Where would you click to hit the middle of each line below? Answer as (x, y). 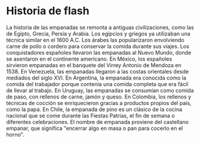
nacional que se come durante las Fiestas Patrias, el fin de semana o (90, 115)
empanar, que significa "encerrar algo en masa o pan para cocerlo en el (95, 128)
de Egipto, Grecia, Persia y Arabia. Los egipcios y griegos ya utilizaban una (99, 33)
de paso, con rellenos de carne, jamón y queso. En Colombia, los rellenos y (99, 97)
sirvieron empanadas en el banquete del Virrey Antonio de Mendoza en (94, 65)
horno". (16, 134)
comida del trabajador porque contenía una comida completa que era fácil (97, 84)
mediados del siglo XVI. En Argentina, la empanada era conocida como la (96, 78)
